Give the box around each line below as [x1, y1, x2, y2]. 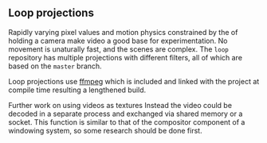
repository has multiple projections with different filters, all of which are [8, 52, 243, 62]
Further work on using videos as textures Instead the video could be [8, 100, 233, 110]
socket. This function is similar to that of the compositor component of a [8, 117, 245, 126]
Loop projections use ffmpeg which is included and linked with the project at [8, 76, 260, 86]
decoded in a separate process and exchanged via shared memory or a [8, 109, 243, 118]
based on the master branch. [8, 61, 102, 71]
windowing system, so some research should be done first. [8, 126, 202, 135]
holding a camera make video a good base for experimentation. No [8, 36, 228, 45]
